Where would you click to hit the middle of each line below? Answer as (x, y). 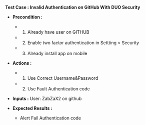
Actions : (22, 63)
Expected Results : (32, 108)
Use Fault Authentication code (58, 89)
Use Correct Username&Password (63, 78)
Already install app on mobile (57, 53)
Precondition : (27, 17)
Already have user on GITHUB (58, 32)
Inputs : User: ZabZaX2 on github (47, 98)
